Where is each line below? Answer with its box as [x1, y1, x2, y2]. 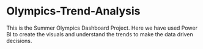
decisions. [6, 37, 32, 44]
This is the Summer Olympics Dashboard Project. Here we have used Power [6, 24, 197, 31]
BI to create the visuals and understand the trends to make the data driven [6, 30, 194, 38]
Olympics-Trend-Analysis [6, 4, 141, 18]
